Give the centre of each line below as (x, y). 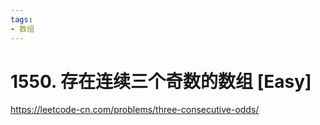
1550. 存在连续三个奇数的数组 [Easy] (161, 81)
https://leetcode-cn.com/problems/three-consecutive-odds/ (135, 110)
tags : (21, 19)
